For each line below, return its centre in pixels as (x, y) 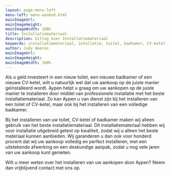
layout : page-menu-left (31, 10)
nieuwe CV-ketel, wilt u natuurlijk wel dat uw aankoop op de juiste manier (82, 83)
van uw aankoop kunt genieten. (38, 152)
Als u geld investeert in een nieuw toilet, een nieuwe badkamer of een (79, 77)
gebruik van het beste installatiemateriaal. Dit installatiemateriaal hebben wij (85, 125)
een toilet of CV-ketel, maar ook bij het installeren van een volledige (77, 104)
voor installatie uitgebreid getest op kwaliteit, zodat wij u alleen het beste (82, 131)
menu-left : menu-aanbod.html (36, 15)
